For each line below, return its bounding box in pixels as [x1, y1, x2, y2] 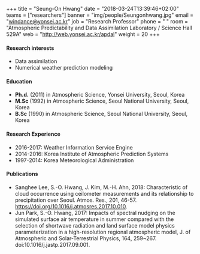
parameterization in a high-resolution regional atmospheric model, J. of [14, 228, 191, 235]
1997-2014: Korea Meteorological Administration [14, 156, 134, 164]
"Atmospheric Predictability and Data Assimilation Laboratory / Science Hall [6, 24, 193, 31]
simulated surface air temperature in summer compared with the [14, 216, 174, 223]
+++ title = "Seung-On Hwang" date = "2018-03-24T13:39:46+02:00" [6, 5, 180, 12]
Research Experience [6, 130, 61, 138]
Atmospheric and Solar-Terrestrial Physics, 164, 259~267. [14, 234, 157, 242]
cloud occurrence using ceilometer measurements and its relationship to [14, 190, 194, 197]
